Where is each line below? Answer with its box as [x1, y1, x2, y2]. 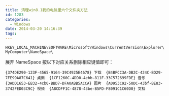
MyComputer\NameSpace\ [5, 49, 53, 54]
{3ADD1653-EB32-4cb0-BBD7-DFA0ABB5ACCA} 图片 [5, 81, 102, 86]
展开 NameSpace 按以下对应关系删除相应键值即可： [5, 59, 114, 65]
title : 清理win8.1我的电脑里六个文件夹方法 [5, 7, 88, 13]
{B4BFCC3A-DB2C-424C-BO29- [106, 70, 163, 75]
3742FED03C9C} [5, 86, 36, 91]
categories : [5, 17, 30, 22]
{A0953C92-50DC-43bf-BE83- [106, 81, 163, 86]
